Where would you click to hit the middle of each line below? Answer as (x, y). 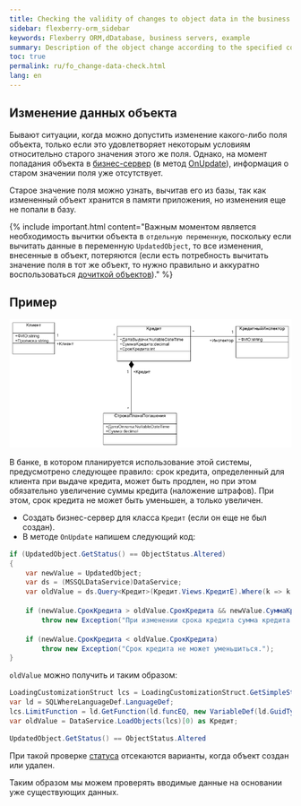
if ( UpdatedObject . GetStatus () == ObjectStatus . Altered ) (118, 554)
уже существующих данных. (64, 792)
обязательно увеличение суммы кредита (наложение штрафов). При (142, 490)
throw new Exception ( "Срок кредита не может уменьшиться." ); (158, 649)
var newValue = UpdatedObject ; (84, 573)
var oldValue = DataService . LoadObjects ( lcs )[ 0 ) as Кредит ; (124, 721)
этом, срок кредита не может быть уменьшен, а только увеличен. (136, 500)
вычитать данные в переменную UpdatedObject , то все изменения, (137, 246)
